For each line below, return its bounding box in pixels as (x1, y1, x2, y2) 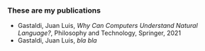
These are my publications (7, 6, 101, 15)
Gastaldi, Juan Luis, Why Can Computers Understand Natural (17, 22, 199, 30)
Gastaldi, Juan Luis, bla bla (17, 36, 97, 45)
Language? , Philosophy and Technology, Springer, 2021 (17, 29, 182, 37)
